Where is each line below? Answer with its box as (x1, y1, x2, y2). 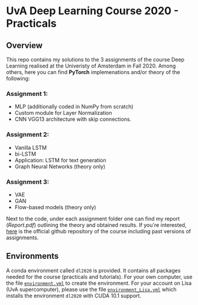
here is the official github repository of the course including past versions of (6, 227, 191, 235)
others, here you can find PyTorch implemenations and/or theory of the (6, 69, 180, 75)
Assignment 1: (6, 89, 48, 98)
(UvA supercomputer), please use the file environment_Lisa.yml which (6, 285, 177, 293)
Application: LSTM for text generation (14, 156, 106, 163)
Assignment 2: (6, 130, 49, 139)
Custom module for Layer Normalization (14, 110, 112, 117)
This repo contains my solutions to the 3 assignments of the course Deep (6, 56, 185, 63)
